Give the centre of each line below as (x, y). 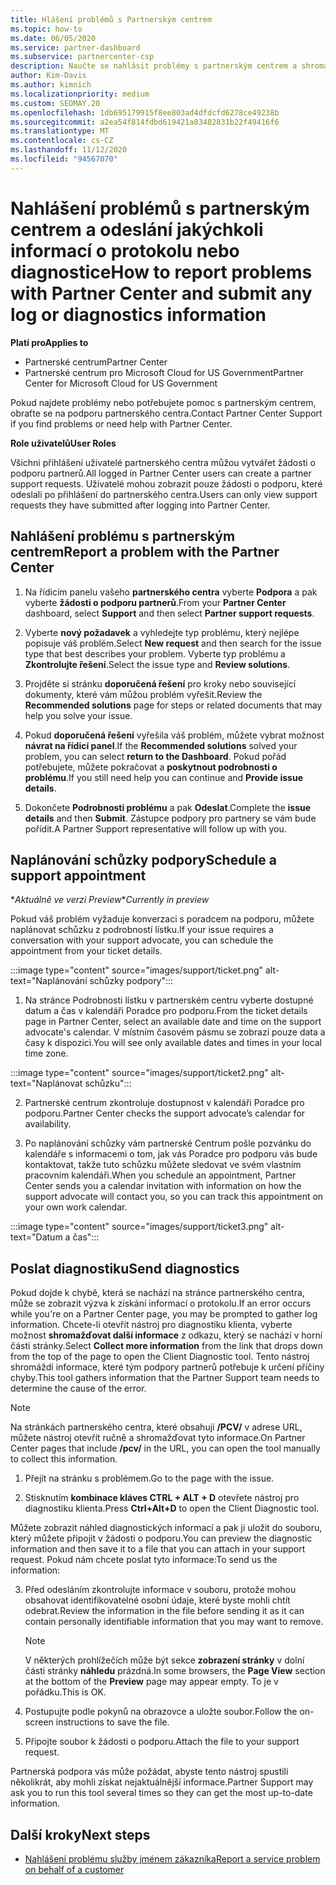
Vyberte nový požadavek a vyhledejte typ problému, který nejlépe (162, 632)
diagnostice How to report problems (161, 272)
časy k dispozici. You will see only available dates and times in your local (173, 1043)
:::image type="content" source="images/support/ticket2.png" (139, 1073)
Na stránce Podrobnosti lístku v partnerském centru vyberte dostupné (169, 1000)
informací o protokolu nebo (125, 250)
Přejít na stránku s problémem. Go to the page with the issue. (149, 1478)
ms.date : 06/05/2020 (53, 38)
